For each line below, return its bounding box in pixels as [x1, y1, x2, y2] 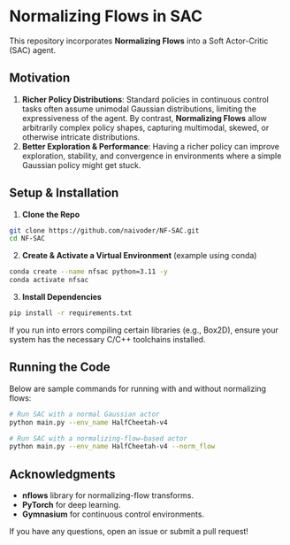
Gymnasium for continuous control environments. [21, 509, 205, 519]
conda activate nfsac [9, 276, 89, 285]
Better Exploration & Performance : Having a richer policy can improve [21, 141, 280, 151]
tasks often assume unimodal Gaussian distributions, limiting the [21, 104, 256, 114]
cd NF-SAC [9, 234, 46, 243]
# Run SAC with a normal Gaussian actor [9, 410, 161, 418]
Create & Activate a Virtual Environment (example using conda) [21, 250, 257, 261]
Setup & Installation [9, 186, 119, 201]
